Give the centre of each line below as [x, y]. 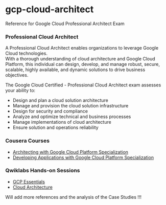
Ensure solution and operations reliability [55, 128]
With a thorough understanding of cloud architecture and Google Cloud [80, 59]
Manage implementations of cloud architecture [62, 122]
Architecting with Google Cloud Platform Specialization [70, 152]
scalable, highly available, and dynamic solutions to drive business [75, 70]
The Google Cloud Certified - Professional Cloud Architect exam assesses [83, 85]
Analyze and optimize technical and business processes [72, 117]
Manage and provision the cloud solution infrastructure [70, 106]
